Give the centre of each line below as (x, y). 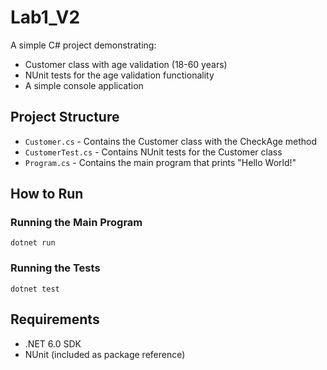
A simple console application (84, 85)
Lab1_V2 (45, 17)
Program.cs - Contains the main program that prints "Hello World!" (160, 162)
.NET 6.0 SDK (53, 343)
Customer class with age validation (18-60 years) (126, 64)
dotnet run (33, 243)
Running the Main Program (76, 223)
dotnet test (35, 289)
